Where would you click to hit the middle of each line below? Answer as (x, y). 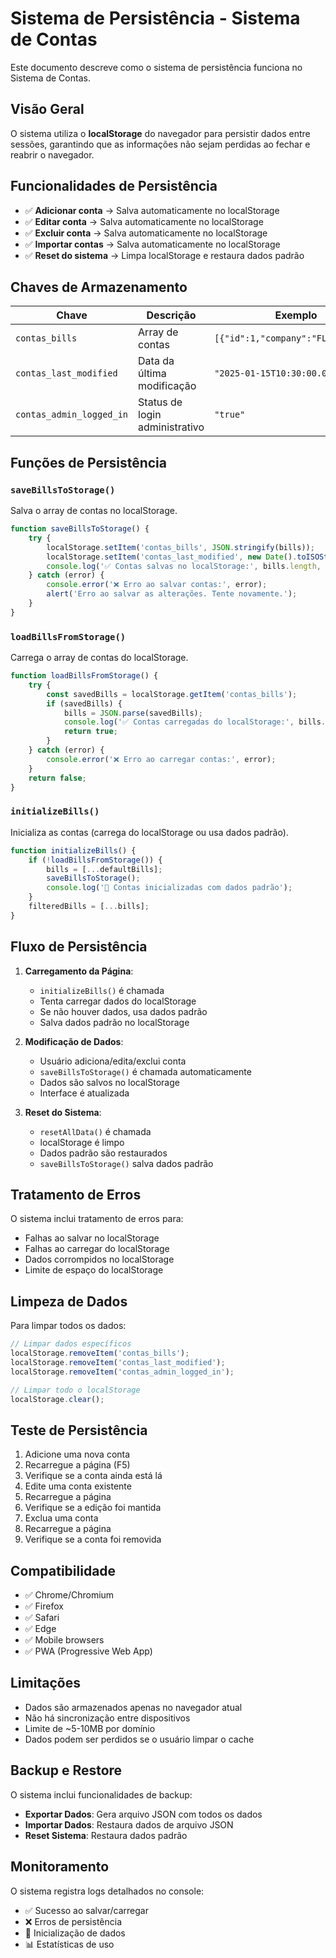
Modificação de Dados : (74, 1041)
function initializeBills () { (73, 850)
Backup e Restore (66, 1770)
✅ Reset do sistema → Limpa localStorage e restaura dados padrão (164, 255)
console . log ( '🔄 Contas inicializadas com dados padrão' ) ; (169, 888)
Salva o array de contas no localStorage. (94, 511)
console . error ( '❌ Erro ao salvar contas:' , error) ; (157, 585)
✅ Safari (42, 1618)
